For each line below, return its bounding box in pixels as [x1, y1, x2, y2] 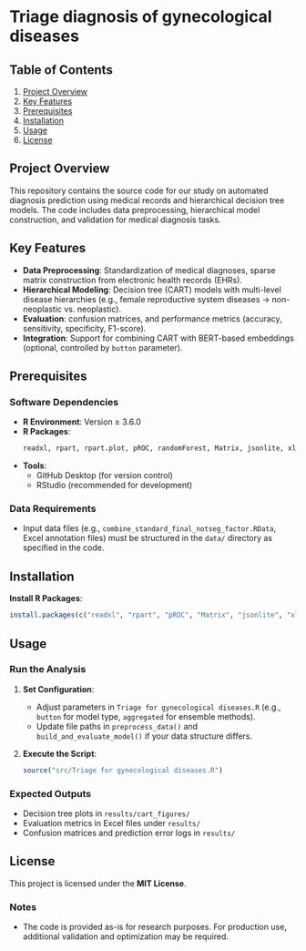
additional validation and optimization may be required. [22, 931, 229, 942]
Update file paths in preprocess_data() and [36, 721, 199, 731]
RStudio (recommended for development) [36, 480, 193, 491]
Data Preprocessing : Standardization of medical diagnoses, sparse [22, 264, 276, 275]
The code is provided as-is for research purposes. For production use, [22, 922, 287, 933]
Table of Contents [9, 62, 114, 77]
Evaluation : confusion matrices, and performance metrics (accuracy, [22, 312, 282, 324]
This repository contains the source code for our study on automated [9, 185, 269, 196]
